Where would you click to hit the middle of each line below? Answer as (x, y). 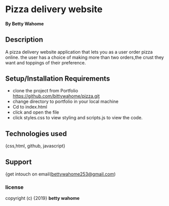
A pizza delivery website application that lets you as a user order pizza (79, 52)
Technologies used (36, 134)
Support (19, 162)
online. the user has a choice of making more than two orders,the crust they (84, 57)
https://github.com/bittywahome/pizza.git (56, 96)
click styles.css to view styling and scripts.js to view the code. (78, 118)
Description (24, 40)
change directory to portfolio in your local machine (65, 101)
